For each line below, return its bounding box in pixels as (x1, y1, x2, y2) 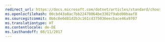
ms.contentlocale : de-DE (5, 25, 56, 30)
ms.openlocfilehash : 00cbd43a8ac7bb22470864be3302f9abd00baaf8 (5, 12, 137, 16)
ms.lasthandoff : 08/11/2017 (5, 29, 63, 34)
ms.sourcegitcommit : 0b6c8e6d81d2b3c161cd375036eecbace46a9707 (5, 16, 137, 21)
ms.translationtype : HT (5, 20, 54, 26)
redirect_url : (5, 7, 34, 12)
